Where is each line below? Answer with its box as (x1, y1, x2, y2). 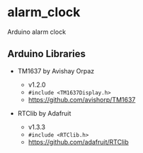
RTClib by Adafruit (17, 109, 71, 117)
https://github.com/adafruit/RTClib (28, 137, 129, 146)
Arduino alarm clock (7, 27, 66, 36)
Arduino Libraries (7, 48, 86, 60)
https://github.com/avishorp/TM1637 (28, 95, 136, 104)
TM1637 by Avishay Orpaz (17, 66, 95, 75)
